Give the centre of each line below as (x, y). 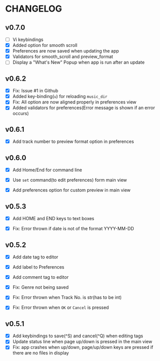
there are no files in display (41, 353)
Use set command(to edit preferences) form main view (70, 180)
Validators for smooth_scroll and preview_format (63, 57)
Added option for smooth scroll (45, 45)
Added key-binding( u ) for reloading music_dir (60, 96)
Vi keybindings (28, 39)
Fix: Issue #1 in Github (35, 91)
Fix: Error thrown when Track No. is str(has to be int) (67, 297)
